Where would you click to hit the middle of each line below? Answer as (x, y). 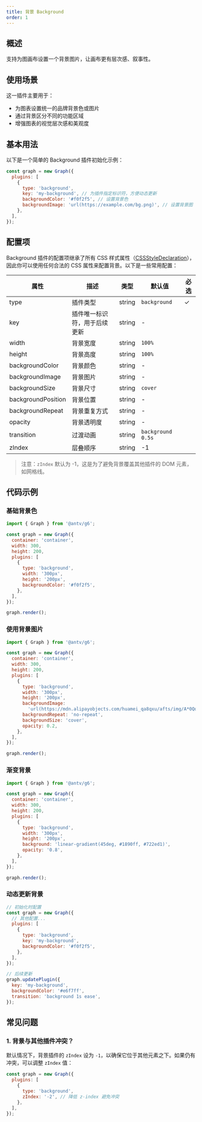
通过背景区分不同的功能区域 (49, 116)
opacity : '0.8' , (42, 850)
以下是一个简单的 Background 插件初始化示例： (65, 160)
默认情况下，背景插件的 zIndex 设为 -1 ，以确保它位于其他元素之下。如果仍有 (101, 1055)
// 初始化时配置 (24, 907)
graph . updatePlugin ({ (33, 980)
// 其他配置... (29, 918)
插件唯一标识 (90, 314)
